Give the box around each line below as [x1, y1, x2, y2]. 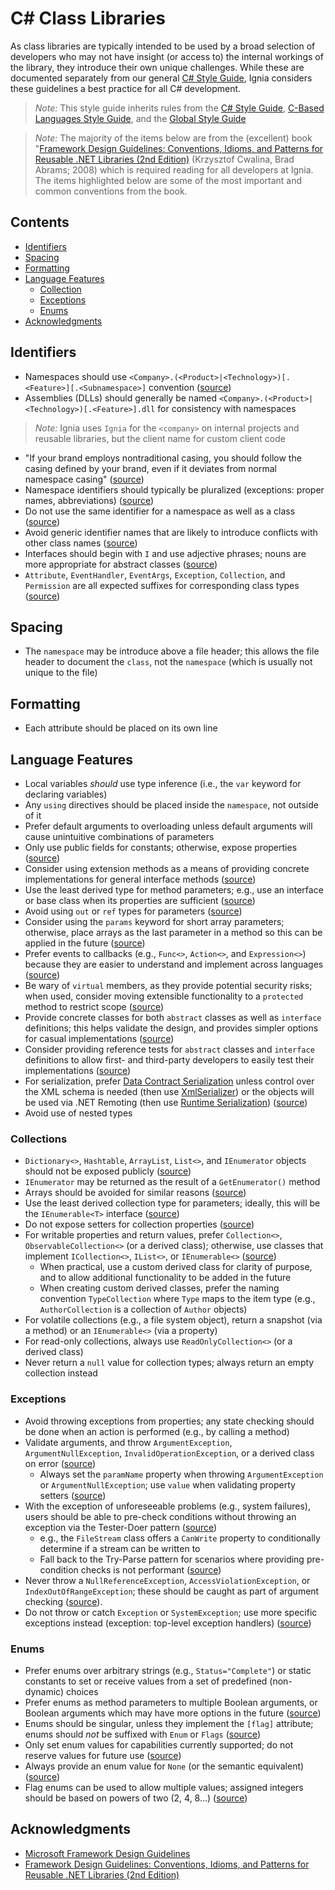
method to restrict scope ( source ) [24, 1001, 165, 1012]
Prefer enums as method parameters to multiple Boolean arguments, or [24, 1696, 318, 1708]
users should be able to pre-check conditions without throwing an [24, 1510, 297, 1522]
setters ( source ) [39, 1489, 107, 1501]
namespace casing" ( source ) [24, 473, 145, 485]
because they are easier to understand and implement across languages [24, 958, 324, 970]
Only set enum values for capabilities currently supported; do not [24, 1738, 294, 1751]
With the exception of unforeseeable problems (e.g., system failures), [24, 1500, 311, 1512]
